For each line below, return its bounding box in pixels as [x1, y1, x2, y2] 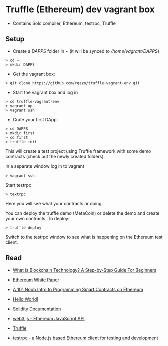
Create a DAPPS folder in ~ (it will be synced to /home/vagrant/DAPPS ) [12, 48, 159, 54]
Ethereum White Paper [12, 277, 59, 283]
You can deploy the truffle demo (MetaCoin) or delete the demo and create [5, 210, 160, 216]
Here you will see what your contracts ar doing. [5, 200, 103, 206]
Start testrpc [5, 182, 32, 188]
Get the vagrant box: [12, 71, 55, 77]
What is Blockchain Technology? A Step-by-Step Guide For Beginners [12, 267, 157, 273]
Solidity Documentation [12, 306, 61, 312]
